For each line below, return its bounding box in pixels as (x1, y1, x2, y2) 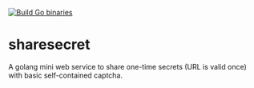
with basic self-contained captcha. (8, 70, 123, 80)
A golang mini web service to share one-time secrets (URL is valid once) (8, 62, 247, 71)
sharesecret (8, 36, 91, 54)
